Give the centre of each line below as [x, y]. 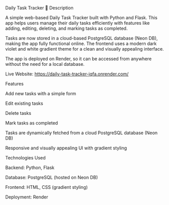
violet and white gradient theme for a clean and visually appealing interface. [84, 49]
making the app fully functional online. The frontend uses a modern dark [81, 44]
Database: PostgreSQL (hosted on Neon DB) [52, 177]
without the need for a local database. [45, 64]
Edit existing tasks [24, 103]
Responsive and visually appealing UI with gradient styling [66, 148]
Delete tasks [18, 113]
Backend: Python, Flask [30, 168]
